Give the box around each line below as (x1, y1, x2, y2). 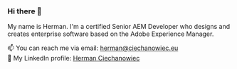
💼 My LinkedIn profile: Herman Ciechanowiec (7, 54, 140, 63)
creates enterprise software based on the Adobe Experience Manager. (7, 30, 214, 38)
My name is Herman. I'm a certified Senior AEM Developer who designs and (7, 23, 230, 31)
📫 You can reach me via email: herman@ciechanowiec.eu (7, 44, 179, 52)
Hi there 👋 (7, 6, 43, 16)
